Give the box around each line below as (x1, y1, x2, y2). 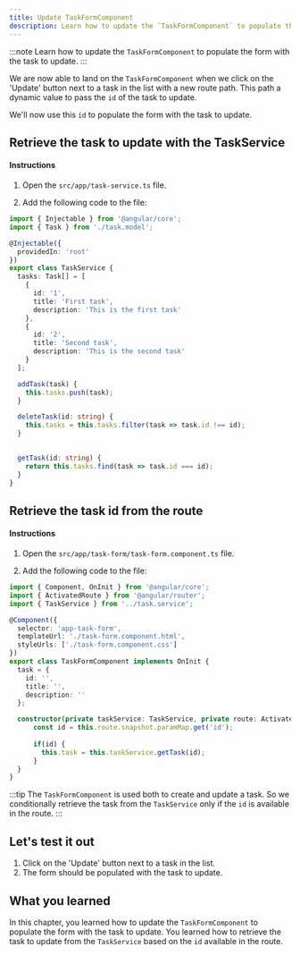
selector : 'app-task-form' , (17, 623, 122, 633)
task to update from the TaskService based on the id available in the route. (9, 935, 283, 946)
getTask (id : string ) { (17, 453, 102, 462)
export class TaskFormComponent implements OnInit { (9, 657, 210, 666)
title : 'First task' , (32, 297, 114, 306)
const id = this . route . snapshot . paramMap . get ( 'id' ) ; (32, 723, 234, 732)
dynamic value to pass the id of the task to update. (9, 91, 197, 103)
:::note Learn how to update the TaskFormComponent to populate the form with (9, 46, 290, 56)
